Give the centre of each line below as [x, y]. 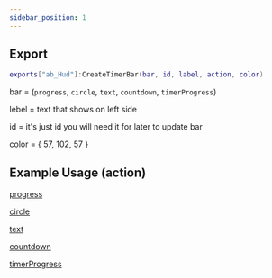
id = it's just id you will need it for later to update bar [106, 127]
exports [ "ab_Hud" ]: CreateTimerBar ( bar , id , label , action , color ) [136, 75]
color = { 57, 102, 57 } [49, 144]
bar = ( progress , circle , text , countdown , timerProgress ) [113, 92]
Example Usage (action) [78, 172]
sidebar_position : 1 [48, 18]
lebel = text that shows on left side [73, 110]
